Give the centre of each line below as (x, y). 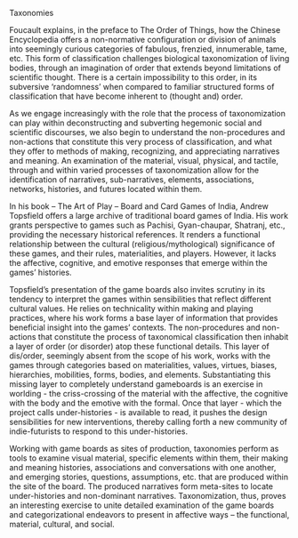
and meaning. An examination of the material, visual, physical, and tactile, (144, 161)
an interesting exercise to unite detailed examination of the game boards (141, 505)
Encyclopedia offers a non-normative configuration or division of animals (143, 40)
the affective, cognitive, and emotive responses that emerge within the (139, 263)
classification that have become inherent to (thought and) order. (126, 96)
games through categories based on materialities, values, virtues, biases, (143, 365)
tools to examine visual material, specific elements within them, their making (149, 458)
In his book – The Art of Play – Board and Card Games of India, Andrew (139, 206)
